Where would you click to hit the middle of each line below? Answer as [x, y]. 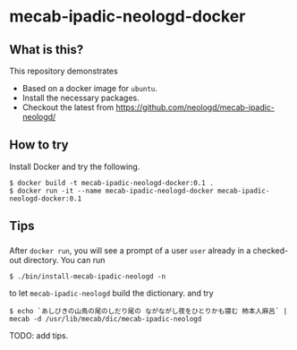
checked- [271, 251]
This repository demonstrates [64, 71]
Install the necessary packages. [81, 98]
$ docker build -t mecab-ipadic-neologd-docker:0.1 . [112, 183]
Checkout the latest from [68, 107]
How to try [39, 145]
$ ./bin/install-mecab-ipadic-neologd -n [88, 277]
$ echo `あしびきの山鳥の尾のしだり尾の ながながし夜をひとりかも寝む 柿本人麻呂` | [148, 312]
